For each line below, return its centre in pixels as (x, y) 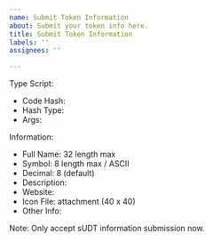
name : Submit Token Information (69, 17)
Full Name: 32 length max (69, 154)
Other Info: (42, 211)
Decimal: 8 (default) (58, 173)
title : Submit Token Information (71, 34)
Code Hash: (44, 101)
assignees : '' (35, 51)
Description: (44, 182)
